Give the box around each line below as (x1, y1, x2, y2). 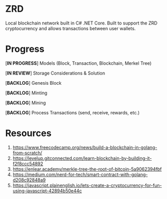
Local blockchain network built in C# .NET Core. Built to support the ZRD (5, 20, 158, 26)
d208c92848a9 (12, 177, 46, 183)
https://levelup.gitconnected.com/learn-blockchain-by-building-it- (12, 155, 152, 161)
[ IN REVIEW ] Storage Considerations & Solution (5, 70, 105, 76)
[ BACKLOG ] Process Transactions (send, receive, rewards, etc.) (5, 109, 140, 115)
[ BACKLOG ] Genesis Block (5, 80, 62, 86)
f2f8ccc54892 (12, 160, 43, 166)
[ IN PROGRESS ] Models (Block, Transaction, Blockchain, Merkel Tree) (5, 60, 152, 66)
